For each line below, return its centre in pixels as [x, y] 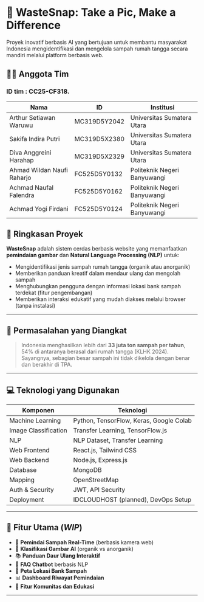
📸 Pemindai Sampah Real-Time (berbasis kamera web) [84, 542]
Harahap [22, 160]
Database [23, 470]
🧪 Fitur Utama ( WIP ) [44, 528]
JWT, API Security [99, 490]
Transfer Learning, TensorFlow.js [120, 431]
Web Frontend [29, 451]
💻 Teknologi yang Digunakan [63, 390]
